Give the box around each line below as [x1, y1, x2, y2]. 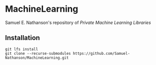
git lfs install [5, 46, 38, 52]
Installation [5, 34, 40, 42]
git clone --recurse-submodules [5, 51, 71, 56]
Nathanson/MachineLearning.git [5, 55, 69, 60]
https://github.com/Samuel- [72, 51, 131, 56]
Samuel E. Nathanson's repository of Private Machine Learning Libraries [5, 20, 151, 25]
